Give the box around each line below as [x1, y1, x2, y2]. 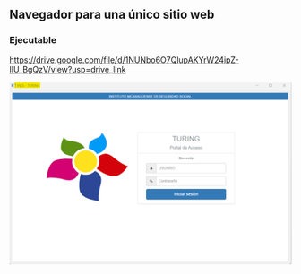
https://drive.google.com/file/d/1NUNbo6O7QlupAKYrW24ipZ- [9, 54, 239, 65]
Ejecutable [9, 34, 56, 47]
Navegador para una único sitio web [9, 7, 215, 22]
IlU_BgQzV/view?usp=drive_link [9, 64, 126, 74]
